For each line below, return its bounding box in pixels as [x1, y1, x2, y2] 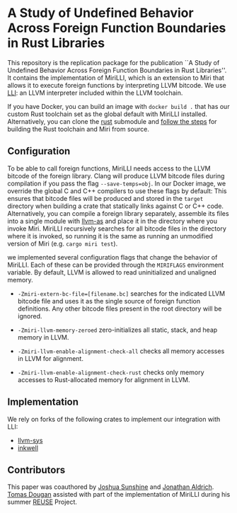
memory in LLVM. [17, 333, 69, 341]
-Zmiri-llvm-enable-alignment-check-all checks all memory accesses [17, 347, 225, 355]
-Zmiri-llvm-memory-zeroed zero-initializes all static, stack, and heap [17, 325, 218, 334]
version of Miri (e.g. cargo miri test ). [7, 239, 118, 248]
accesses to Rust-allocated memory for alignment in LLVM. [17, 375, 190, 384]
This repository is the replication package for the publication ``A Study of [7, 58, 220, 67]
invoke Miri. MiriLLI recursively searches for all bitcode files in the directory [7, 224, 226, 233]
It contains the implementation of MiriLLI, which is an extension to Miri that [7, 73, 225, 82]
